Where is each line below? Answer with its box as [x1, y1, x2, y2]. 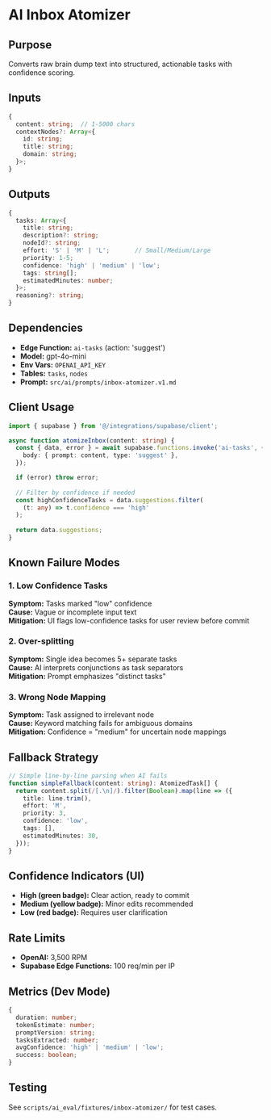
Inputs [8, 91, 42, 105]
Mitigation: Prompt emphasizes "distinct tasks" [8, 671, 167, 681]
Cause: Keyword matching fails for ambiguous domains [8, 719, 194, 728]
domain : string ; [23, 150, 78, 158]
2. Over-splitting [8, 636, 74, 647]
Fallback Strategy [8, 750, 99, 764]
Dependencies [8, 321, 83, 335]
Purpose [8, 38, 52, 52]
